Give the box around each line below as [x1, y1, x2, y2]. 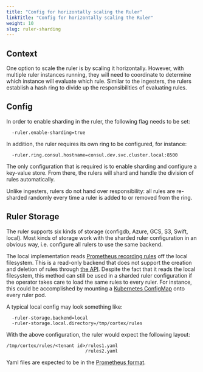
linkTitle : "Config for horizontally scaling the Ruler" [6, 15, 154, 21]
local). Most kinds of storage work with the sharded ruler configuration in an [6, 234, 197, 241]
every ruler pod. [6, 291, 47, 298]
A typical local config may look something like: [6, 303, 123, 311]
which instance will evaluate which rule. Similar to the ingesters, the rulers [6, 77, 191, 85]
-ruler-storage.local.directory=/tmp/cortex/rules [12, 320, 143, 326]
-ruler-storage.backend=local [12, 315, 88, 321]
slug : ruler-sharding [6, 26, 61, 32]
